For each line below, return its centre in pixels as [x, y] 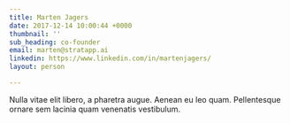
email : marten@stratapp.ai [59, 50]
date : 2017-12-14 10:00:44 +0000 [71, 26]
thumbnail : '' [35, 34]
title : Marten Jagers [49, 17]
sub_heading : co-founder [55, 42]
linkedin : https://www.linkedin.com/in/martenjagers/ [111, 58]
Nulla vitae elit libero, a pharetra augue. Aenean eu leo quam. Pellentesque [145, 99]
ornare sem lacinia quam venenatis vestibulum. [95, 109]
